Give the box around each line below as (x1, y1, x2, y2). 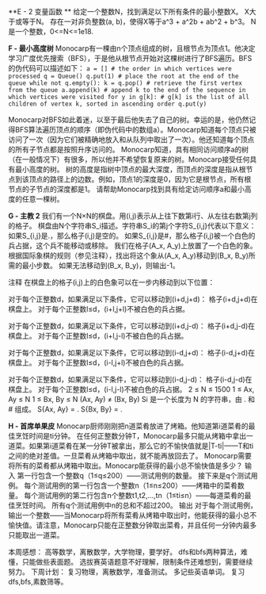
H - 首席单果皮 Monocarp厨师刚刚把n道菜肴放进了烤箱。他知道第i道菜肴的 (8, 421, 249, 431)
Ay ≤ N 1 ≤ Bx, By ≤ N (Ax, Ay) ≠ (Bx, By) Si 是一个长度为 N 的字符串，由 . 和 (8, 395, 256, 404)
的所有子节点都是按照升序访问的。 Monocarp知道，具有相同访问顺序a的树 (8, 145, 249, 154)
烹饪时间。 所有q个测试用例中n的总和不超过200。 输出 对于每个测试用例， (14, 500, 257, 510)
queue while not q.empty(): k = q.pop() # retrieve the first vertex (8, 79, 243, 87)
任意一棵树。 (21, 194, 64, 204)
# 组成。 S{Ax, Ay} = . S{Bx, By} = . (8, 404, 123, 414)
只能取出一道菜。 (8, 531, 64, 539)
